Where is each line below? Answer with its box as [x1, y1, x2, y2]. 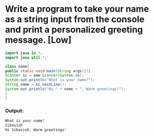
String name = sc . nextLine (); [5, 82, 67, 87]
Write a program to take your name [5, 3, 149, 15]
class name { [5, 64, 29, 69]
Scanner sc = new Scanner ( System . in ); [5, 73, 84, 78]
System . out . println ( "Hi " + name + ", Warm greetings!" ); [5, 87, 126, 92]
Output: [5, 107, 24, 114]
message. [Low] [5, 35, 72, 46]
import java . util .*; [5, 55, 47, 60]
